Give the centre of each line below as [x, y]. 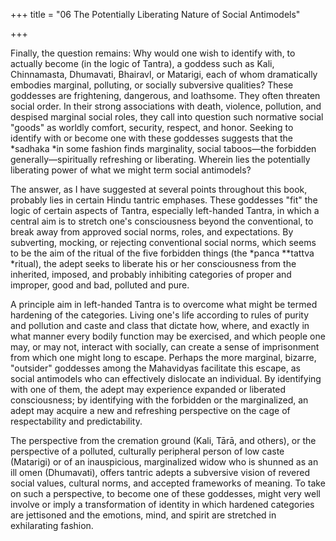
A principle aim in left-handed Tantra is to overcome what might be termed [164, 304]
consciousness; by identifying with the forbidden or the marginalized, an [159, 400]
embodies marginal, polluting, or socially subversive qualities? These [152, 85]
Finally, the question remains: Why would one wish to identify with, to [153, 53]
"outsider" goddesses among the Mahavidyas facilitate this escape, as [155, 368]
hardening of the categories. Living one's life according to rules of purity [160, 315]
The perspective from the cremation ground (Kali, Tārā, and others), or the [163, 440]
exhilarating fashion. [52, 525]
